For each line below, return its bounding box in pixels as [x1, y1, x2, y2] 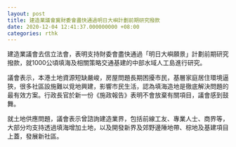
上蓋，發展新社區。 [7, 132, 63, 141]
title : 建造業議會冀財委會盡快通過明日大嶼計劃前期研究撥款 [7, 17, 160, 24]
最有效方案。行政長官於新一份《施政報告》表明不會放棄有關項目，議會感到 [7, 91, 223, 99]
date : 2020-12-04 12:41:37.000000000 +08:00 [7, 23, 140, 30]
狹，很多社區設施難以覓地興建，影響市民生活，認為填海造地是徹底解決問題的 [7, 82, 229, 91]
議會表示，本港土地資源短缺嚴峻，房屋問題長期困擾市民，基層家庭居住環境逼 [7, 73, 229, 82]
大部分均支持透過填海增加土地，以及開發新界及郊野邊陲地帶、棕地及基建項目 [7, 123, 229, 132]
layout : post [7, 10, 46, 17]
